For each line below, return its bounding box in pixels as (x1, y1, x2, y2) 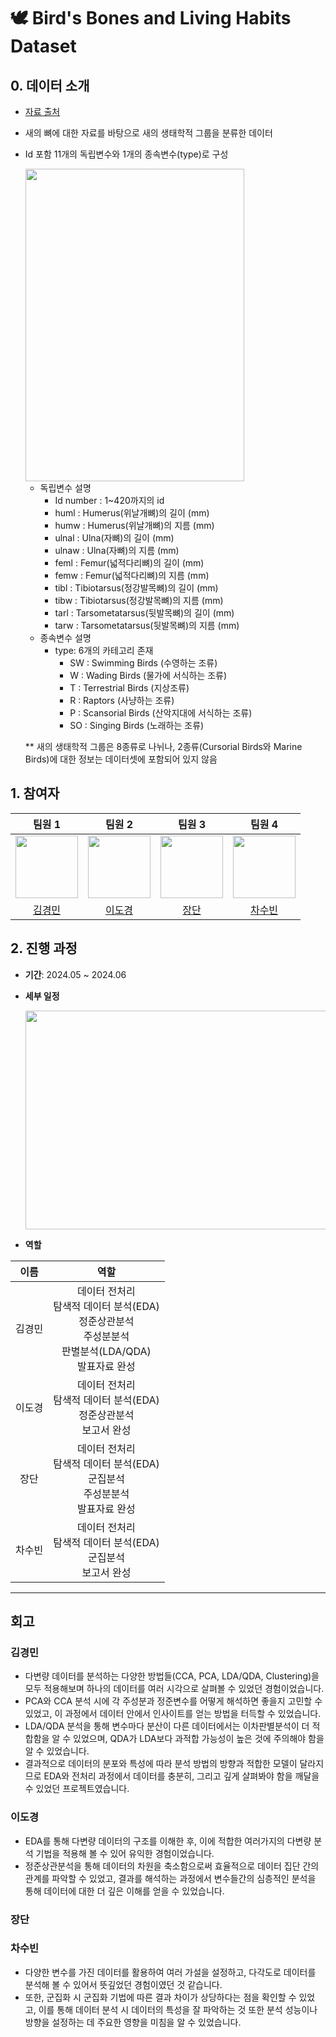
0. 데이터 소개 (10, 77, 90, 94)
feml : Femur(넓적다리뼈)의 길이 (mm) (54, 557, 205, 569)
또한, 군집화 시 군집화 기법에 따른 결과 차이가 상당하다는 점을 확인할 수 (24, 1991, 297, 2003)
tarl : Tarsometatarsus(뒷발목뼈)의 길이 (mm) (54, 607, 235, 619)
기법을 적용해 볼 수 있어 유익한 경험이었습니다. (35, 1847, 215, 1859)
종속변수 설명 (39, 632, 92, 644)
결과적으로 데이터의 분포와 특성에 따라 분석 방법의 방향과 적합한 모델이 (24, 1758, 298, 1770)
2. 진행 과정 (10, 940, 78, 957)
